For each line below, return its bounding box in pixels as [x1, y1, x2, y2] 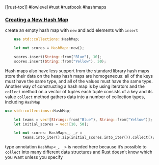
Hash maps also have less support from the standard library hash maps [5, 68, 150, 74]
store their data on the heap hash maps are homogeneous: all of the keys [5, 73, 153, 79]
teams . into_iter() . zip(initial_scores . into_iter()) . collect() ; [23, 135, 155, 140]
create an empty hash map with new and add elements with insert [5, 27, 138, 33]
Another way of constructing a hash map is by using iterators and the [5, 83, 145, 89]
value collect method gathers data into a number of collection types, [5, 94, 145, 100]
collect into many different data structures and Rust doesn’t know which [5, 149, 153, 155]
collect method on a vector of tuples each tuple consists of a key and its [5, 88, 153, 94]
